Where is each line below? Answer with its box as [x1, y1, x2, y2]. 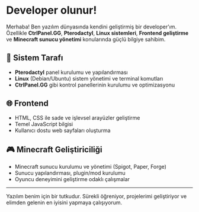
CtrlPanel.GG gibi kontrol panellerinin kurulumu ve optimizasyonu [14, 81, 175, 88]
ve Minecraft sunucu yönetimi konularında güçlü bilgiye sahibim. [6, 36, 166, 43]
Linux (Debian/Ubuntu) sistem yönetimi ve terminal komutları [14, 75, 163, 82]
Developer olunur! [6, 4, 97, 17]
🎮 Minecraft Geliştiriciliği [6, 144, 102, 155]
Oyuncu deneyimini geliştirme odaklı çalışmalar [14, 176, 130, 183]
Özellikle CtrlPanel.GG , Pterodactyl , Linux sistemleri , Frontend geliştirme [6, 29, 189, 36]
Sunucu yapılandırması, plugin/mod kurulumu [14, 169, 126, 176]
